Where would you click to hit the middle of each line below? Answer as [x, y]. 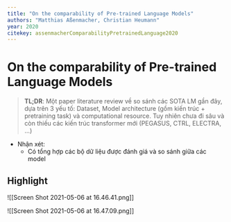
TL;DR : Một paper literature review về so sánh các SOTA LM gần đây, [123, 101]
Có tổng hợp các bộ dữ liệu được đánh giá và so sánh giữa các [117, 152]
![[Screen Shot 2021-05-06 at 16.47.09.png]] [71, 211]
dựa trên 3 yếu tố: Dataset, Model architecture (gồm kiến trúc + [114, 109]
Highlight [28, 181]
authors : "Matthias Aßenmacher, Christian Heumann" [83, 20]
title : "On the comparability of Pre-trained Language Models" [101, 14]
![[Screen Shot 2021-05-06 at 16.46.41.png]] [70, 197]
